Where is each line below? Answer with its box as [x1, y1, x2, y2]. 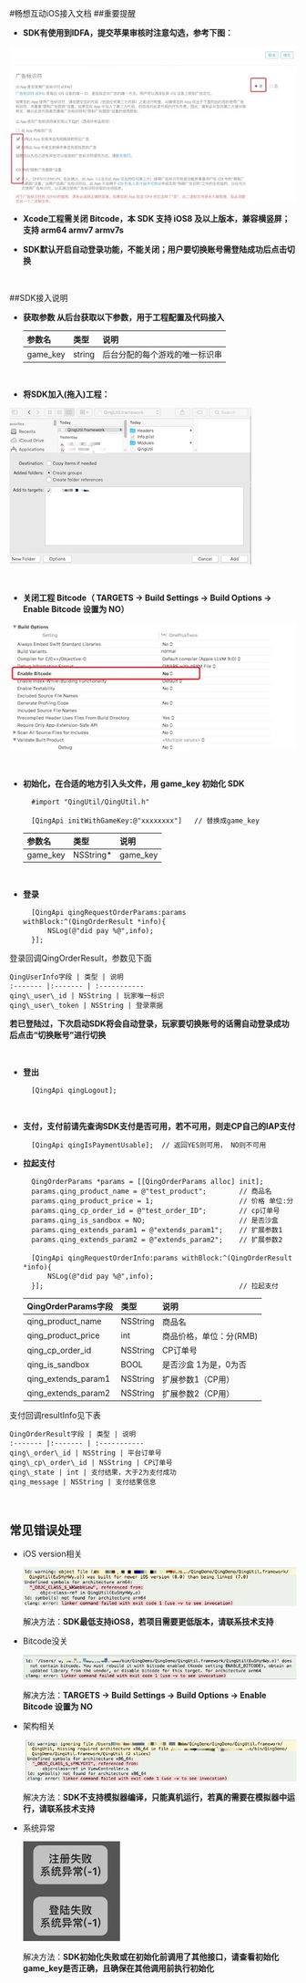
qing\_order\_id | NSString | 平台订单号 [9, 1448, 162, 1458]
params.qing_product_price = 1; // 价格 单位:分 [31, 1196, 294, 1206]
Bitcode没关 [22, 1635, 68, 1646]
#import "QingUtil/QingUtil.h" [31, 797, 150, 806]
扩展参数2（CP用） [162, 1387, 235, 1398]
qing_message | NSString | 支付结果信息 [9, 1478, 157, 1487]
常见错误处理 [9, 1522, 82, 1538]
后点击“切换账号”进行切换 [9, 1029, 107, 1040]
